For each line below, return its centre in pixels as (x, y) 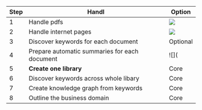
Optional (181, 41)
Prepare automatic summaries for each (84, 51)
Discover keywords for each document (83, 41)
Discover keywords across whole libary (84, 78)
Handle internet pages (60, 32)
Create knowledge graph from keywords (86, 88)
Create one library (55, 69)
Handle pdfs (46, 22)
